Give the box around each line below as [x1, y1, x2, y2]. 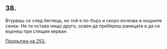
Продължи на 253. [5, 38, 46, 44]
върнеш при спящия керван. [5, 28, 68, 34]
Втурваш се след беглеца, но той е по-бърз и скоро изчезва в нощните [5, 17, 162, 23]
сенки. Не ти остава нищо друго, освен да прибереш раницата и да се [5, 23, 160, 29]
